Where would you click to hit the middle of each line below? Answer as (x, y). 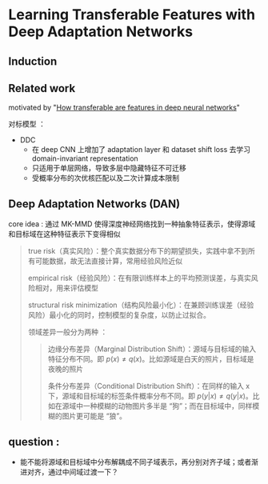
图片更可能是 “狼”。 (94, 416)
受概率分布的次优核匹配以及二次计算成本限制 (106, 178)
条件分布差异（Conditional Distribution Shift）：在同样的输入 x (149, 386)
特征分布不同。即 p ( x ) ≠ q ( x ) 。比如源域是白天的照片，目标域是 (151, 359)
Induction (33, 61)
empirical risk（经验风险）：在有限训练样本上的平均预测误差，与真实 (140, 278)
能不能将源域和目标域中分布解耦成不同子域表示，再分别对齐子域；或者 (136, 462)
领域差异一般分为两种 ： (68, 332)
